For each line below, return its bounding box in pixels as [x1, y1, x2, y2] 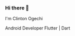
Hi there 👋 [5, 4, 30, 11]
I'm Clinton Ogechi [5, 16, 43, 22]
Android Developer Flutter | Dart [5, 25, 71, 31]
